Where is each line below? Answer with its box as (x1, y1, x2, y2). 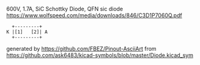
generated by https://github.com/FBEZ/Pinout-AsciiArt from (6, 45, 157, 52)
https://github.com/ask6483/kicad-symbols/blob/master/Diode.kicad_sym (6, 52, 194, 59)
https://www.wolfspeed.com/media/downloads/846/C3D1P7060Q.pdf (6, 12, 182, 19)
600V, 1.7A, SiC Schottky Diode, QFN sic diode (6, 6, 124, 12)
